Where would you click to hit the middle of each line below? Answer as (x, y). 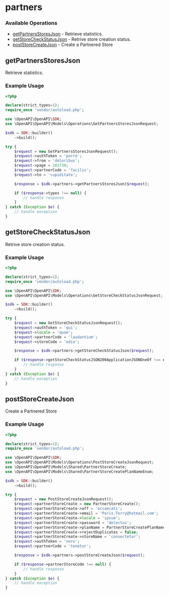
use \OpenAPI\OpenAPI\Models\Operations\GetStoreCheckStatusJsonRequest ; (84, 295)
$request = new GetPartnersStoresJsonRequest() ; (66, 151)
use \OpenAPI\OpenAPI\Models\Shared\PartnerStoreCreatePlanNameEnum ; (80, 471)
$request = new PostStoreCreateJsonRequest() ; (64, 499)
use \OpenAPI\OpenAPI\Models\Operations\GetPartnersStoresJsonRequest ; (82, 124)
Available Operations (31, 23)
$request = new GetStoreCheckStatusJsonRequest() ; (68, 323)
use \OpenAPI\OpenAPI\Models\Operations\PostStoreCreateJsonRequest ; (80, 462)
